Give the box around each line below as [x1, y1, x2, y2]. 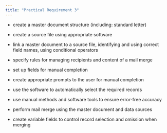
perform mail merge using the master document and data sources [12, 106, 153, 113]
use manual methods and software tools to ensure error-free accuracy [12, 96, 162, 102]
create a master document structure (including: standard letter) [12, 21, 147, 28]
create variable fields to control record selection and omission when [12, 116, 157, 122]
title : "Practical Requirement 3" [5, 7, 80, 13]
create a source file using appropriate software [12, 31, 113, 37]
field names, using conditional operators [12, 47, 99, 53]
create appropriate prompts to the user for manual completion [12, 76, 144, 82]
